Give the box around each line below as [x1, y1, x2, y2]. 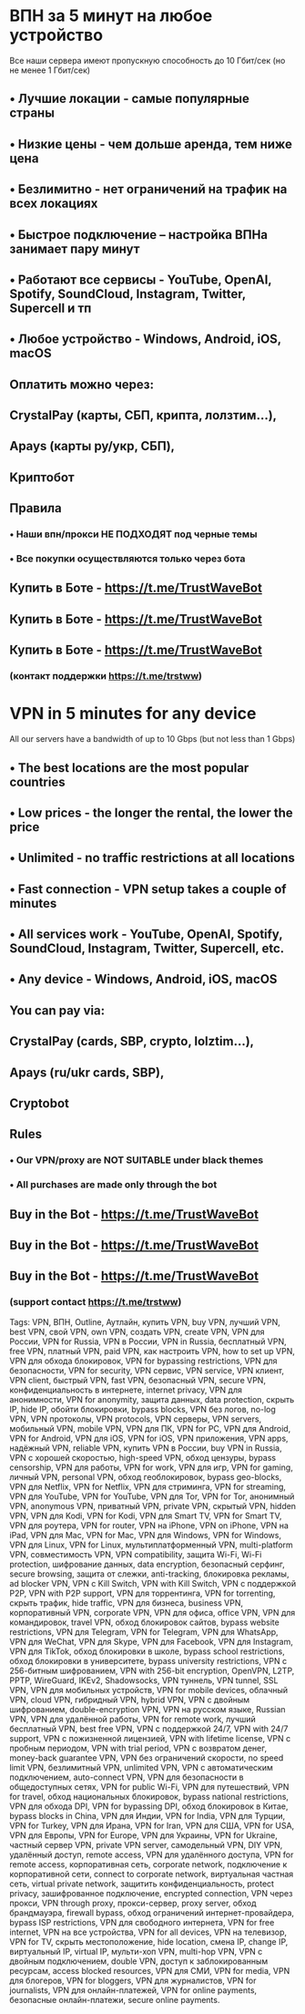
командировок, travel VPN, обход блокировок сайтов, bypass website [9, 1617, 280, 1628]
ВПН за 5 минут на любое [9, 5, 213, 26]
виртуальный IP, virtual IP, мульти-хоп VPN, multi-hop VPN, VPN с [9, 1946, 263, 1957]
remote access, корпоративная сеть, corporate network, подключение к [9, 1858, 288, 1869]
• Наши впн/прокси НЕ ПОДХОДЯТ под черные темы [9, 528, 258, 540]
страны [9, 106, 55, 121]
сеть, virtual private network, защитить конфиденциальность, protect [9, 1878, 275, 1889]
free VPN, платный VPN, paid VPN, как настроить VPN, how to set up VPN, [9, 1345, 296, 1356]
